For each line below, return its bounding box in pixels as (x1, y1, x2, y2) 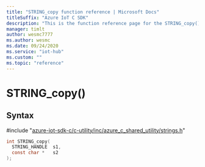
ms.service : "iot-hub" (6, 49, 64, 55)
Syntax (6, 110, 34, 121)
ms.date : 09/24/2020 (6, 43, 59, 49)
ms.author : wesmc (6, 37, 51, 43)
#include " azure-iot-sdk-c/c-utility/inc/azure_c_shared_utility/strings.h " (6, 126, 185, 134)
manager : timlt (6, 26, 45, 32)
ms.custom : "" (6, 54, 43, 60)
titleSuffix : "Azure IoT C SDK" (6, 15, 88, 21)
